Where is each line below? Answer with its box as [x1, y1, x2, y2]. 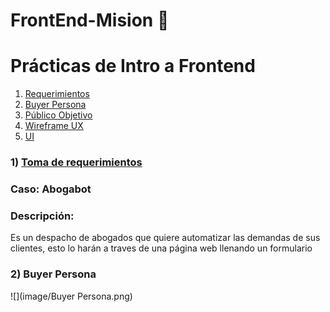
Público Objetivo [24, 109, 93, 121]
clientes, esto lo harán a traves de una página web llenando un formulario [10, 242, 313, 254]
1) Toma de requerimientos [10, 155, 143, 169]
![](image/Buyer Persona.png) [10, 290, 133, 302]
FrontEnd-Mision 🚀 [10, 9, 170, 32]
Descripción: [10, 209, 75, 223]
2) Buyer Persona [10, 267, 97, 281]
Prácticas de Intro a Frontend [10, 55, 256, 78]
